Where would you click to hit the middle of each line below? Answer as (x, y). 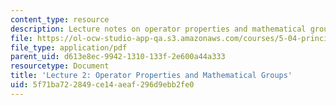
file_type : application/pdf (69, 47)
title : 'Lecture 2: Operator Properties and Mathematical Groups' (151, 76)
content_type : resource (60, 19)
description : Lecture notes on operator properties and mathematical (158, 29)
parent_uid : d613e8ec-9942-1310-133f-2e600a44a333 (118, 57)
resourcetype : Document (60, 66)
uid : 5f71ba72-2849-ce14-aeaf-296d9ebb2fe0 (102, 85)
